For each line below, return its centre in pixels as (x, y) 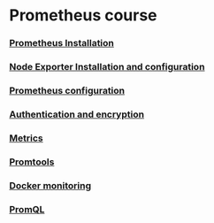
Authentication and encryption (76, 114)
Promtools (32, 162)
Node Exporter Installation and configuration (107, 67)
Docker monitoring (50, 185)
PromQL (27, 209)
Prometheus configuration (67, 90)
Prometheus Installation (62, 43)
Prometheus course (83, 15)
